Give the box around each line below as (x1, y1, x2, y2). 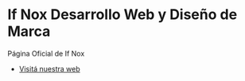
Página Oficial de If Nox (7, 48, 85, 58)
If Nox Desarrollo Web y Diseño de (7, 6, 238, 24)
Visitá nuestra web (18, 64, 80, 73)
